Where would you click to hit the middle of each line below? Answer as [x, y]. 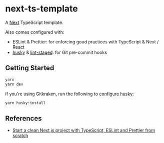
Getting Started [30, 68]
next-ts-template [42, 9]
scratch [20, 136]
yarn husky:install [25, 103]
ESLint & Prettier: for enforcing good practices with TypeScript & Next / [85, 42]
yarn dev [14, 84]
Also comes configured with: [35, 32]
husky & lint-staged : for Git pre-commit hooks [60, 52]
